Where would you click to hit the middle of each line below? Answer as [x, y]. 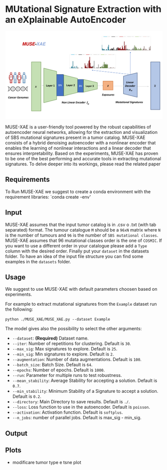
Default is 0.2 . [27, 396]
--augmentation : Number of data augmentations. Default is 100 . [77, 359]
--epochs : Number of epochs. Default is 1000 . [59, 370]
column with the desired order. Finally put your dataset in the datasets [77, 251]
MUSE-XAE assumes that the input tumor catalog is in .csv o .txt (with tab [81, 225]
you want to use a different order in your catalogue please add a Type [76, 245]
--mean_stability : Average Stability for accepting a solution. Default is [85, 381]
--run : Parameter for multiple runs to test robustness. [67, 375]
